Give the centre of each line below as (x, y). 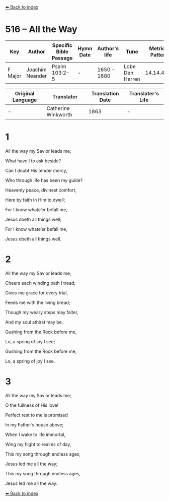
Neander (36, 76)
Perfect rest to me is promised (36, 415)
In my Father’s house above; (34, 424)
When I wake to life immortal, (35, 434)
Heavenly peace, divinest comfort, (41, 190)
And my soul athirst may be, (34, 322)
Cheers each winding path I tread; (40, 283)
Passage (62, 58)
